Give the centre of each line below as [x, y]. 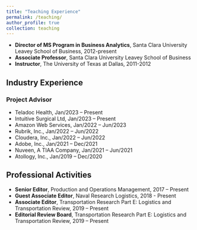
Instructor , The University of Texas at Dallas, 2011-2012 [83, 64]
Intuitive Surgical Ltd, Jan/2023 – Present [65, 119]
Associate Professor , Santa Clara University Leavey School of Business [103, 57]
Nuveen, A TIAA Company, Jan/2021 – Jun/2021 [74, 150]
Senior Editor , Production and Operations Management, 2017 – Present [101, 189]
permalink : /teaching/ [34, 17]
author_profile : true [33, 23]
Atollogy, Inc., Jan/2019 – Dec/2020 [58, 156]
